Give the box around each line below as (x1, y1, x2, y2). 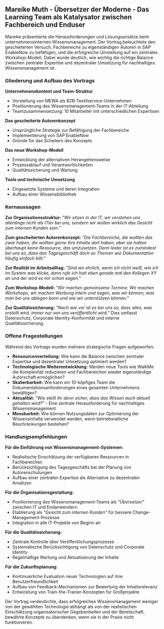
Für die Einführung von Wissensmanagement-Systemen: (5, 445, 124, 450)
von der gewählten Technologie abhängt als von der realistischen (5, 604, 137, 609)
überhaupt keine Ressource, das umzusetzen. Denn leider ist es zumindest (5, 245, 156, 251)
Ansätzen (12, 480, 32, 486)
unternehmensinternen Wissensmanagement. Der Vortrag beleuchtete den (5, 39, 156, 45)
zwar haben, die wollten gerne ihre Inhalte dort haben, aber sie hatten (5, 240, 147, 246)
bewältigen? (12, 390, 37, 396)
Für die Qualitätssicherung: (5, 529, 62, 535)
